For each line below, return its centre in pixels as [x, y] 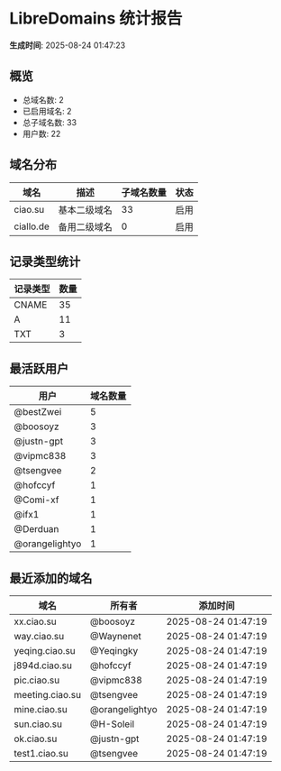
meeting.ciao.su [48, 695]
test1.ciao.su [41, 753]
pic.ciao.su [37, 680]
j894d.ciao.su [43, 665]
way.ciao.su [39, 636]
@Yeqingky [114, 651]
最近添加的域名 [51, 578]
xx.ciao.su [35, 621]
